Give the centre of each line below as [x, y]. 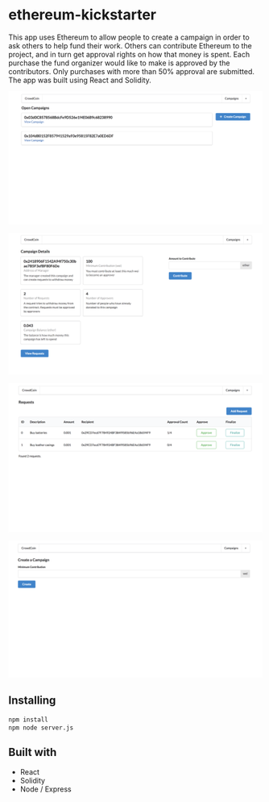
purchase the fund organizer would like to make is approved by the [119, 63]
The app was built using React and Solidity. [80, 80]
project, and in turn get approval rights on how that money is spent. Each [129, 54]
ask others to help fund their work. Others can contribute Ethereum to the [130, 45]
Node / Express [46, 789]
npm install [28, 720]
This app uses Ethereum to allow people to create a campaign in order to [129, 37]
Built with [33, 752]
